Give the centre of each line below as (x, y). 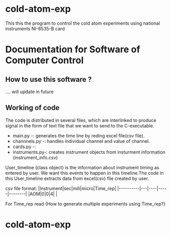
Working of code (33, 108)
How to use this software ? (49, 79)
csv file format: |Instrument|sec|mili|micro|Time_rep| (61, 188)
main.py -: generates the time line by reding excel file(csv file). (79, 135)
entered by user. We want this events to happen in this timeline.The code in (84, 173)
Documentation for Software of (73, 50)
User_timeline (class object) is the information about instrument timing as (82, 167)
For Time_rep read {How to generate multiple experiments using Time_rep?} (85, 204)
